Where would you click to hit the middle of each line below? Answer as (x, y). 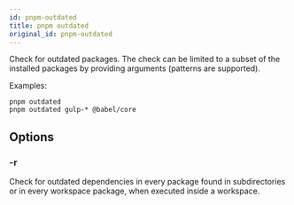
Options (32, 137)
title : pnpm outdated (49, 26)
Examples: (28, 86)
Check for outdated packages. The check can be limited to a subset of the (145, 59)
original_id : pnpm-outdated (61, 34)
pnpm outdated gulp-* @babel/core (73, 110)
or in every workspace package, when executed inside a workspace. (135, 191)
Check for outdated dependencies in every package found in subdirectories (147, 182)
